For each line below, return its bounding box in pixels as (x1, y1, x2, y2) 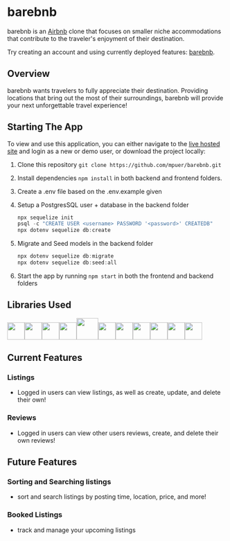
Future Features (7, 456, 78, 468)
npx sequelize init (17, 214, 74, 221)
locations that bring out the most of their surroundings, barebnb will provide (7, 94, 224, 102)
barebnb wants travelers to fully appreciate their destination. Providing (7, 86, 209, 94)
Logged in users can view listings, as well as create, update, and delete (17, 389, 221, 397)
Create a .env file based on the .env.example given (17, 187, 163, 195)
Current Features (7, 352, 83, 364)
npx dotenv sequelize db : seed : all (17, 259, 117, 267)
